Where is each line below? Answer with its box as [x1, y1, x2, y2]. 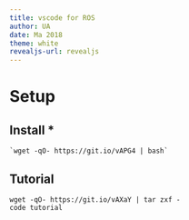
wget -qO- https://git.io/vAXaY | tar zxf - [9, 195, 181, 205]
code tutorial [9, 203, 64, 212]
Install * [9, 122, 55, 137]
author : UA [9, 22, 51, 31]
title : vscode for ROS [9, 13, 95, 23]
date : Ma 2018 [9, 30, 64, 39]
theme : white [9, 38, 59, 48]
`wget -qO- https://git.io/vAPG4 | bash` [9, 146, 169, 155]
